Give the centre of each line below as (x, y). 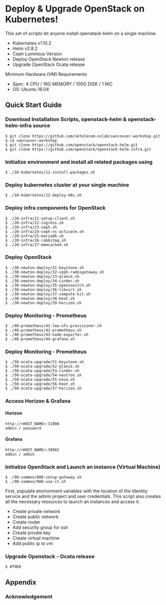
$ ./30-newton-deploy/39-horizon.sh (43, 303)
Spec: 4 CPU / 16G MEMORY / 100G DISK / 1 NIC (62, 84)
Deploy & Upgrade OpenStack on (75, 9)
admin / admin (20, 454)
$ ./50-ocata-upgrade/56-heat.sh (40, 384)
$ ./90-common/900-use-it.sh (36, 482)
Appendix (21, 582)
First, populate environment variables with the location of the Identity (76, 491)
